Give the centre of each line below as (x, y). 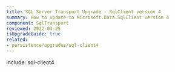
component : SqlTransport (38, 23)
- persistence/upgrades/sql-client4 (52, 46)
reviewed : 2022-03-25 (34, 28)
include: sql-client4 (30, 62)
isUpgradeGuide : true (34, 34)
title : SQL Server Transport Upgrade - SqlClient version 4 (84, 12)
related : (17, 40)
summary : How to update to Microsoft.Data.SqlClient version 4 (88, 17)
